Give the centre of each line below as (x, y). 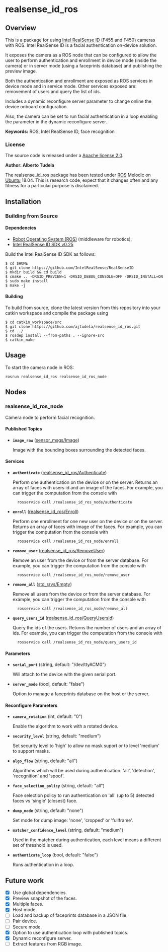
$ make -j (16, 285)
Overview (21, 28)
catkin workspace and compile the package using (57, 313)
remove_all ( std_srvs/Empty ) (42, 584)
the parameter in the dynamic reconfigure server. (56, 122)
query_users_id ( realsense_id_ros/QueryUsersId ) (63, 618)
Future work (25, 880)
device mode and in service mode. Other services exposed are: (71, 86)
